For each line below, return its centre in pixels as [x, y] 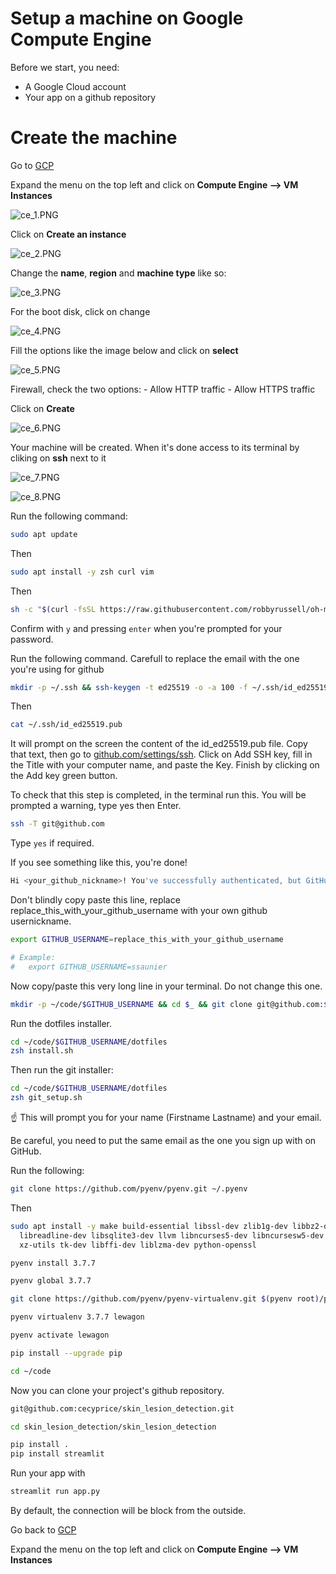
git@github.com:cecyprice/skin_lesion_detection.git [122, 1408]
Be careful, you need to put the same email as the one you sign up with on [163, 1140]
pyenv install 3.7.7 [53, 1263]
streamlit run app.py [55, 1492]
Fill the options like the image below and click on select [124, 350]
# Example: [33, 957]
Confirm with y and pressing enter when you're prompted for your [146, 628]
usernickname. [41, 921]
